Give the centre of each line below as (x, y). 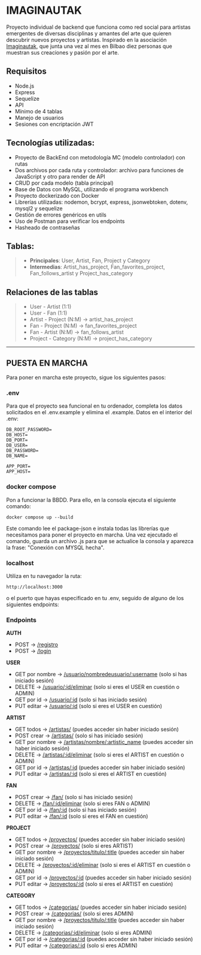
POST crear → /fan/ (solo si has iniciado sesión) (74, 797)
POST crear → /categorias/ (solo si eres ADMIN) (74, 914)
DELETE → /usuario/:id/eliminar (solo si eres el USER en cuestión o (97, 687)
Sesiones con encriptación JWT (54, 124)
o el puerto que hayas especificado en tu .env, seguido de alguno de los (95, 598)
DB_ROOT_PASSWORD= (29, 430)
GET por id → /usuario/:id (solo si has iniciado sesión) (81, 700)
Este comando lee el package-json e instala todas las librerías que (88, 528)
